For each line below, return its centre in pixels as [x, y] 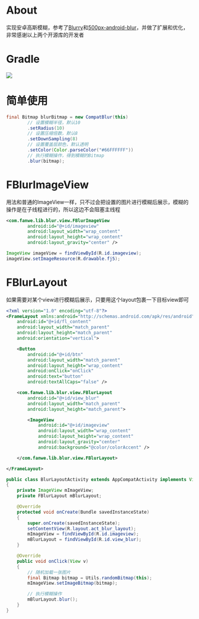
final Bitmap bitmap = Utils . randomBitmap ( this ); [90, 578]
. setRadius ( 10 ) [46, 128]
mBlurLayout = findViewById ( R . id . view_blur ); [85, 540]
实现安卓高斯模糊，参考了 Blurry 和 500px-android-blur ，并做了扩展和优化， [97, 27]
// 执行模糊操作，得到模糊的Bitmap [66, 155]
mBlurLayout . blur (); [53, 599]
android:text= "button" [55, 376]
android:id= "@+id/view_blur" [63, 398]
